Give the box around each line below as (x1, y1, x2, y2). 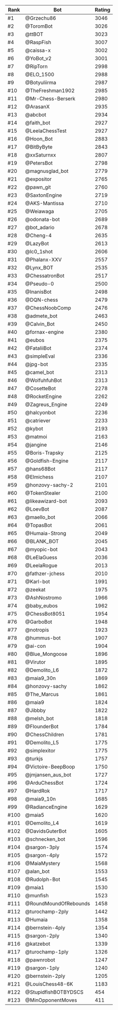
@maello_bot (25, 514, 56, 521)
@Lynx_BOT (25, 265, 54, 271)
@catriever (25, 417, 51, 424)
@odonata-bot (25, 216, 60, 222)
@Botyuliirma (25, 79, 57, 86)
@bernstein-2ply (25, 973, 65, 979)
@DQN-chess (25, 297, 58, 303)
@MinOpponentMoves (25, 997, 77, 1004)
